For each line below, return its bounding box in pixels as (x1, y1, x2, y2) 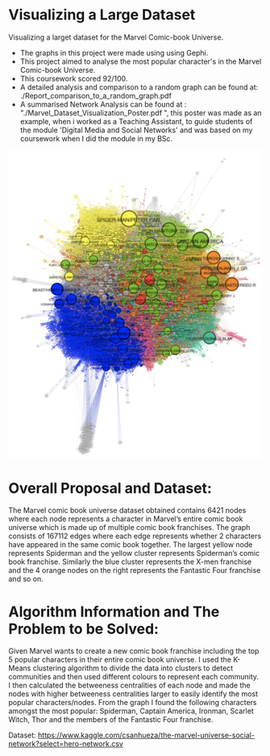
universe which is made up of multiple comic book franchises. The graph (8, 523, 251, 533)
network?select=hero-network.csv (8, 739, 123, 749)
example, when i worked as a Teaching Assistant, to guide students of (19, 116, 253, 126)
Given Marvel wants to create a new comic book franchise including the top (8, 646, 260, 656)
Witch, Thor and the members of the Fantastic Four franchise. (8, 715, 214, 725)
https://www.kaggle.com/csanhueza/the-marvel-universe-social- (37, 730, 255, 740)
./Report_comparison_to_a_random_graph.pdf (19, 90, 172, 100)
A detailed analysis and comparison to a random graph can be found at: (19, 82, 259, 92)
